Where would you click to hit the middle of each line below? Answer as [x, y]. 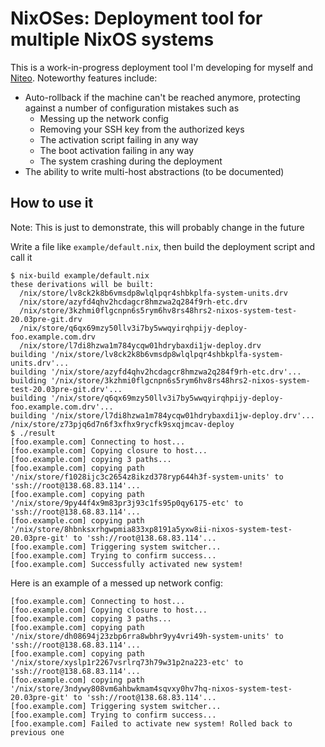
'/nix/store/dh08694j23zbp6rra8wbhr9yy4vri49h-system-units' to [147, 636]
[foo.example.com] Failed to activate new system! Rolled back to [151, 723]
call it [21, 257]
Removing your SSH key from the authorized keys [142, 129]
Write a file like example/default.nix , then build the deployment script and [162, 246]
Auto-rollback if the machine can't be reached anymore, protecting [162, 97]
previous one [37, 732]
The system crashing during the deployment [131, 161]
